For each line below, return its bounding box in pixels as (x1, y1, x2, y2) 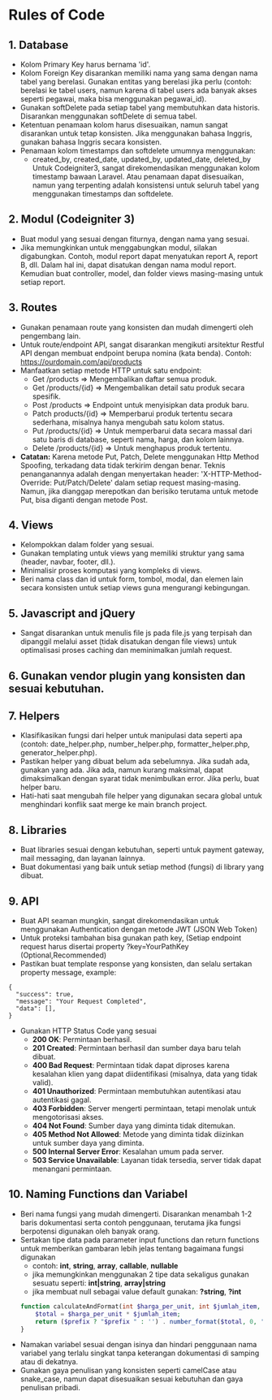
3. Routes (8, 300, 58, 314)
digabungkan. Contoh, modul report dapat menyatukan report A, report (19, 251, 258, 261)
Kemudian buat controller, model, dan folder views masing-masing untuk (19, 268, 264, 278)
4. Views (8, 518, 54, 533)
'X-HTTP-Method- (201, 469, 262, 478)
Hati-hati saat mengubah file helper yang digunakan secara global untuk (19, 791, 262, 801)
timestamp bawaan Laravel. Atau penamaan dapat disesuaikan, (32, 172, 244, 181)
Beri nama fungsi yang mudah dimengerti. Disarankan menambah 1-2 (19, 1208, 253, 1219)
